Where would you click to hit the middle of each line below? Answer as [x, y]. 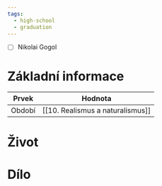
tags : [15, 14]
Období [23, 110]
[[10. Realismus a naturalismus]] [96, 110]
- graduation [33, 27]
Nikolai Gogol [37, 47]
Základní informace [66, 76]
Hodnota [97, 98]
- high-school [34, 21]
